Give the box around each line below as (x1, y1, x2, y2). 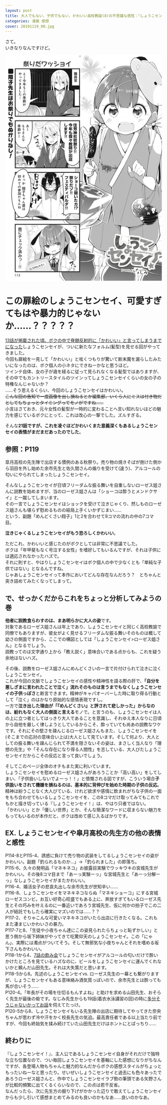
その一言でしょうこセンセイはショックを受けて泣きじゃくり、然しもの (5, 501, 149, 507)
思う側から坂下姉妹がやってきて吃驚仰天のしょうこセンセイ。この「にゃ (5, 933, 153, 939)
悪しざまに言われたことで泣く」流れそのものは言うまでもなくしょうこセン (5, 684, 158, 690)
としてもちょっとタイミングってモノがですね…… (5, 400, 104, 406)
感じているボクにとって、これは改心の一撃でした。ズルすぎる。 (13, 412, 144, 418)
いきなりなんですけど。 (5, 45, 53, 51)
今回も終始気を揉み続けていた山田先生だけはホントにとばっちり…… (18, 1020, 157, 1026)
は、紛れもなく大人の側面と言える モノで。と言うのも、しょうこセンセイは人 (5, 709, 162, 715)
